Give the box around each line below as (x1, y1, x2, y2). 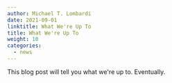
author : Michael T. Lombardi (7, 10, 92, 17)
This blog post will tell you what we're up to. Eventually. (7, 67, 166, 76)
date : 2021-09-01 (7, 17, 58, 24)
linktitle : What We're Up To (7, 23, 92, 30)
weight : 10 (7, 36, 39, 43)
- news (13, 49, 33, 56)
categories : (7, 42, 42, 49)
